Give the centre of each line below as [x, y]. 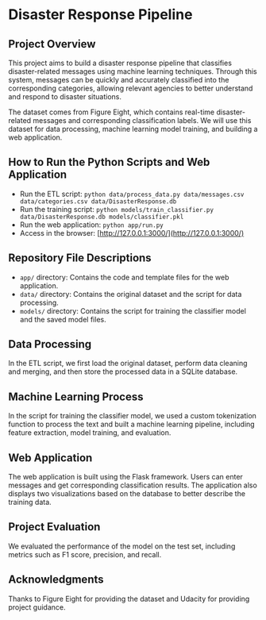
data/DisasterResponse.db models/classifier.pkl [102, 217]
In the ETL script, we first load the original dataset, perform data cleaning [128, 364]
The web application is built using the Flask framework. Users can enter [126, 477]
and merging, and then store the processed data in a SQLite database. [123, 372]
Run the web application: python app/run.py [92, 225]
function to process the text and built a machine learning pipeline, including [132, 424]
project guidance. [37, 607]
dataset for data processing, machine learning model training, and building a [133, 129]
